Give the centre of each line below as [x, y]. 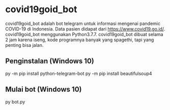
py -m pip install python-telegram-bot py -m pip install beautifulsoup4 [79, 73]
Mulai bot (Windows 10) [44, 89]
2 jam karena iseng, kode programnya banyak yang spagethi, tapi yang [80, 40]
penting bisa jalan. [24, 45]
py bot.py [15, 102]
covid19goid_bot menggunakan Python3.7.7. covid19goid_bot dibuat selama [84, 34]
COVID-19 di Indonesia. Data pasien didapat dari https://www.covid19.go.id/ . [85, 29]
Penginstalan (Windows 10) [50, 61]
